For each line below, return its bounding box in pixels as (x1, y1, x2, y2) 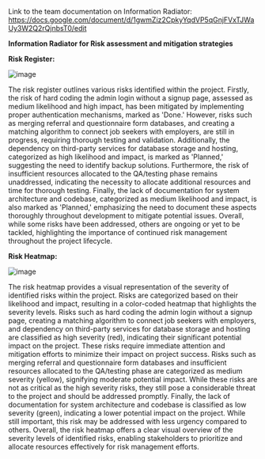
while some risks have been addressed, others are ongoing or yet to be (8, 219, 240, 229)
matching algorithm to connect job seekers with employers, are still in (8, 127, 235, 136)
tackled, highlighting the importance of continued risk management (8, 228, 228, 237)
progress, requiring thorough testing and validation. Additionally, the (8, 135, 231, 145)
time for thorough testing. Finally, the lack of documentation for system (8, 186, 240, 195)
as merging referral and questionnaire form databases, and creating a (8, 119, 235, 127)
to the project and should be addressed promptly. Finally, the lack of (8, 392, 231, 400)
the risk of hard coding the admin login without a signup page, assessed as (8, 93, 253, 102)
